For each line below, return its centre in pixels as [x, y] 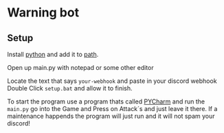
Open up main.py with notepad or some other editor [80, 68]
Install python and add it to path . [53, 54]
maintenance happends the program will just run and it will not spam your [111, 116]
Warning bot [43, 13]
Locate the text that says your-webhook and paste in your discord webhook [112, 81]
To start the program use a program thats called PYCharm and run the [106, 101]
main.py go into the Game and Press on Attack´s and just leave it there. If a [112, 109]
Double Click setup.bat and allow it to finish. [70, 88]
